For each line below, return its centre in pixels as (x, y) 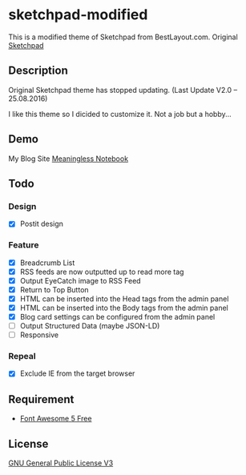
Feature (24, 245)
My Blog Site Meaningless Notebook (69, 159)
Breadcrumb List (47, 263)
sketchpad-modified (78, 15)
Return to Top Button (54, 289)
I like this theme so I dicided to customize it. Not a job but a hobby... (120, 114)
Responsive (39, 335)
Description (38, 71)
